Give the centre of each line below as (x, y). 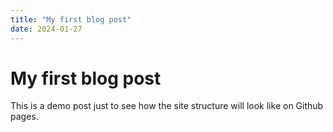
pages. (24, 117)
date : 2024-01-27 (46, 29)
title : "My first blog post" (71, 19)
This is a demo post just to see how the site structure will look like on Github (167, 106)
